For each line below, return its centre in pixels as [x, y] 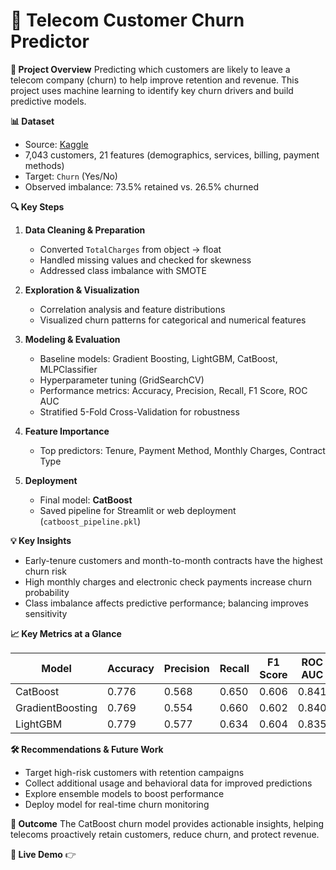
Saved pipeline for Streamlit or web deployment [138, 510]
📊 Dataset [32, 121]
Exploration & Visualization [82, 290]
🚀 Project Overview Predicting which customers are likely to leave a [150, 69]
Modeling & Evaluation [72, 339]
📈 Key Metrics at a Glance [66, 633]
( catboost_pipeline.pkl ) [90, 521]
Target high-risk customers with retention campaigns [134, 772]
